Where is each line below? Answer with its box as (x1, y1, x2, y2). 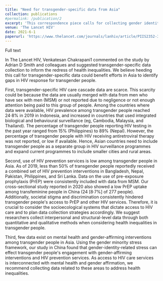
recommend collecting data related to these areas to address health (5, 265, 141, 271)
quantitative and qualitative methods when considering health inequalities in (5, 219, 157, 225)
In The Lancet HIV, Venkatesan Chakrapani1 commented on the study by (5, 57, 149, 62)
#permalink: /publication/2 (5, 16, 62, 21)
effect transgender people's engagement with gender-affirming (5, 250, 132, 255)
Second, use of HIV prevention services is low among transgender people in (5, 158, 158, 164)
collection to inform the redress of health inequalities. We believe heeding (5, 67, 152, 73)
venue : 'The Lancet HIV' (5, 25, 55, 30)
